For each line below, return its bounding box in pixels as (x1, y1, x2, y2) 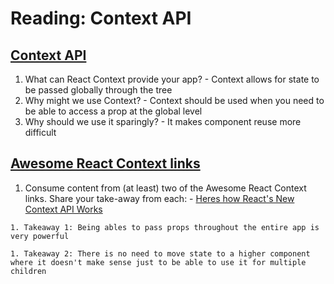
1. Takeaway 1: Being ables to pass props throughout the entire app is (10, 222, 320, 232)
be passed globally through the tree (24, 84, 173, 96)
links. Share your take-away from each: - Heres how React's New (24, 192, 295, 204)
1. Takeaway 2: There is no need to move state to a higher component (10, 248, 311, 259)
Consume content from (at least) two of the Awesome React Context (24, 182, 307, 194)
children (10, 266, 47, 276)
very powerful (10, 231, 70, 241)
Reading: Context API (10, 7, 192, 30)
